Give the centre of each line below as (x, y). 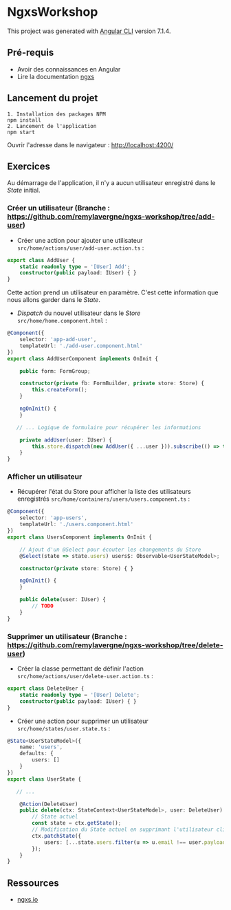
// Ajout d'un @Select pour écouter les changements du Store (110, 550)
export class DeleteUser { (46, 689)
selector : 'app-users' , (54, 518)
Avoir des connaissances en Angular (69, 69)
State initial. (24, 191)
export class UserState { (44, 779)
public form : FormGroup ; (55, 371)
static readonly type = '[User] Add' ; (75, 267)
